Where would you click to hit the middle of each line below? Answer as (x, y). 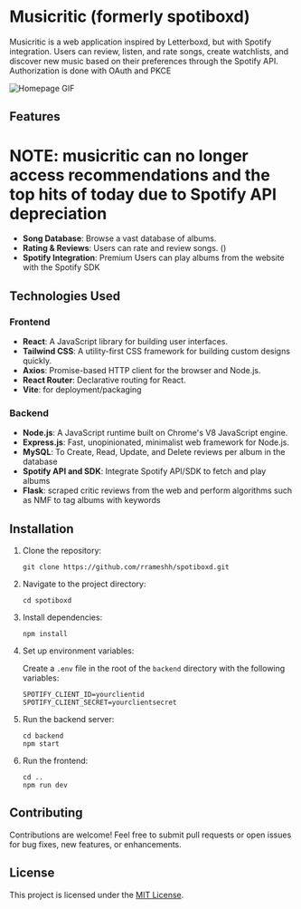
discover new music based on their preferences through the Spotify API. (144, 61)
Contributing (46, 813)
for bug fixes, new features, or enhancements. (96, 844)
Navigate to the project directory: (84, 584)
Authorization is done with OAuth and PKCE (90, 71)
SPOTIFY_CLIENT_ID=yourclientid (83, 695)
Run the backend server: (68, 720)
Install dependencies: (62, 617)
